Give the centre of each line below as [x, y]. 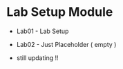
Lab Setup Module [60, 12]
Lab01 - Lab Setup [42, 31]
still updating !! [37, 58]
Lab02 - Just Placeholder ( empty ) [66, 44]
